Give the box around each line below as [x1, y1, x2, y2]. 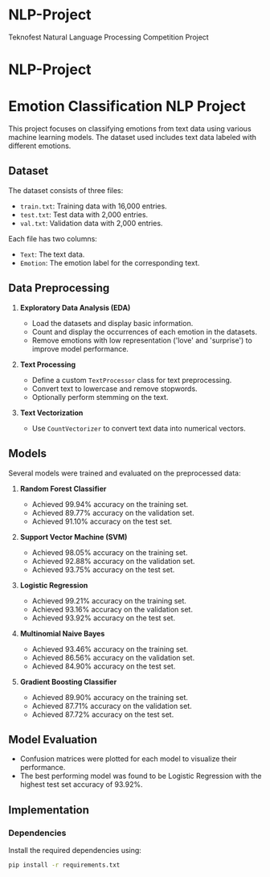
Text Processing [19, 360, 76, 369]
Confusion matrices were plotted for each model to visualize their [19, 754, 237, 764]
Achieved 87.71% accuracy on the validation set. [31, 701, 193, 710]
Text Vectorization [19, 408, 84, 418]
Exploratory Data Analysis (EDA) [19, 303, 131, 312]
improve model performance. [31, 344, 129, 353]
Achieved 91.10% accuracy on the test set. [31, 517, 173, 526]
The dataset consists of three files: [8, 185, 124, 195]
